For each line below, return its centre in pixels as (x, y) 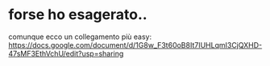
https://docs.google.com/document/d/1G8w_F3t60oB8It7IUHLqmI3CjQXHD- (135, 45)
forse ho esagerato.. (78, 15)
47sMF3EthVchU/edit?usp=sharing (66, 53)
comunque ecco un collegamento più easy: (80, 37)
